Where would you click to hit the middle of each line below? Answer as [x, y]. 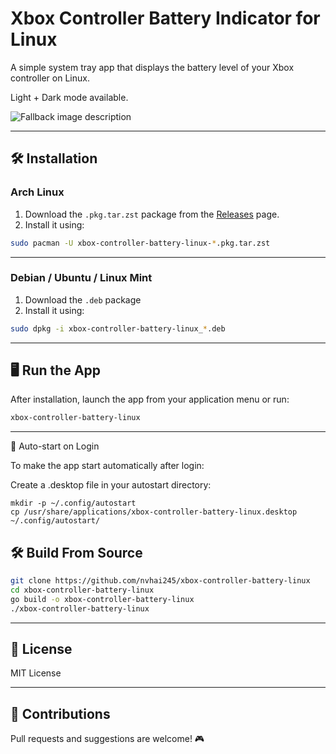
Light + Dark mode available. [69, 97]
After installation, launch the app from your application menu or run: [150, 399]
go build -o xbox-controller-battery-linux [102, 599]
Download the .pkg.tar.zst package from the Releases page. [152, 214]
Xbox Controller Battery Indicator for [165, 18]
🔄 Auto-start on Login [55, 446]
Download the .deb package [83, 299]
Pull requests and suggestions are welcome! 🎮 [107, 739]
